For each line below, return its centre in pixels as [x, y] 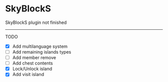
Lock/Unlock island [32, 69]
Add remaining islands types [42, 52]
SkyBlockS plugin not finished [36, 22]
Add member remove [34, 58]
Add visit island [28, 75]
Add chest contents [33, 63]
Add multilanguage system [40, 46]
